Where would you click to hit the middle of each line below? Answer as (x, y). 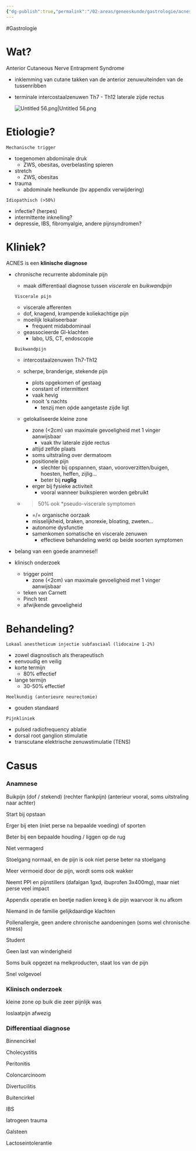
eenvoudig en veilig (38, 661)
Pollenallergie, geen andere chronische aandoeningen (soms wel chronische (98, 922)
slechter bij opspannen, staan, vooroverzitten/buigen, (105, 468)
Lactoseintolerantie (29, 1143)
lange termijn (30, 680)
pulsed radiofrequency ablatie (50, 730)
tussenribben (30, 85)
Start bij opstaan (26, 814)
